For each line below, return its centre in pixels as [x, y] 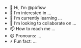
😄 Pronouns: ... [26, 36]
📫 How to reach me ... [32, 29]
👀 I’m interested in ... [30, 13]
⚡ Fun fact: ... [23, 41]
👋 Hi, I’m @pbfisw [28, 8]
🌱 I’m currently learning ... [36, 18]
